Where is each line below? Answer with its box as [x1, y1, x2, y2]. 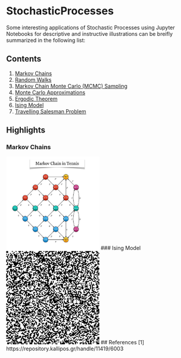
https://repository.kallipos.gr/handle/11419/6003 [6, 345, 124, 353]
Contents [6, 54, 42, 64]
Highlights [6, 125, 46, 135]
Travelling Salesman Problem [14, 107, 86, 115]
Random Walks [14, 76, 52, 83]
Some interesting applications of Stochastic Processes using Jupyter [6, 24, 176, 31]
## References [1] [100, 339, 145, 346]
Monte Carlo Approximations [14, 88, 86, 96]
